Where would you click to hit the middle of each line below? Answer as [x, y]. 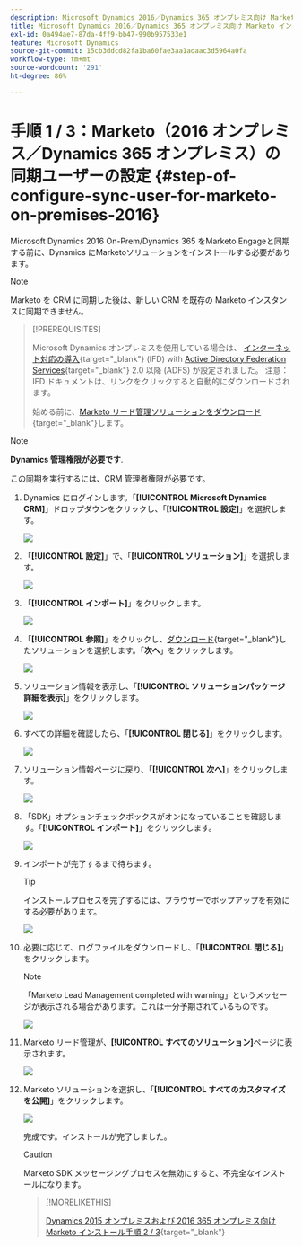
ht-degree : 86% [39, 76]
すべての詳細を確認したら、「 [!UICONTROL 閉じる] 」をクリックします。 [155, 733]
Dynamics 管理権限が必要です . [67, 459]
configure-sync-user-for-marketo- [143, 195]
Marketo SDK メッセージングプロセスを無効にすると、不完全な [138, 1172]
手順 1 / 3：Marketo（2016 [109, 131]
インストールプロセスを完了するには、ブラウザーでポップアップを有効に [156, 900]
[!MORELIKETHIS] [78, 1202]
